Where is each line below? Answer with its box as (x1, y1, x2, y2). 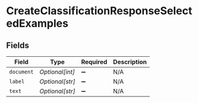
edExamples (6, 17, 68, 30)
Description (112, 58, 147, 66)
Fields (6, 40, 30, 50)
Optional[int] (39, 68, 76, 76)
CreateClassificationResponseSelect (6, 4, 193, 18)
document (9, 69, 34, 75)
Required (81, 58, 108, 66)
